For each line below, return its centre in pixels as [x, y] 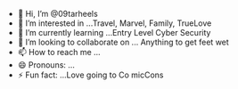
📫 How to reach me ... [59, 52]
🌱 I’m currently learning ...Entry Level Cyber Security [114, 32]
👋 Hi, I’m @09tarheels [57, 14]
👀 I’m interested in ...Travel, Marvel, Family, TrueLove [115, 23]
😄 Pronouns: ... [46, 65]
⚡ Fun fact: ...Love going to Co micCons [90, 75]
